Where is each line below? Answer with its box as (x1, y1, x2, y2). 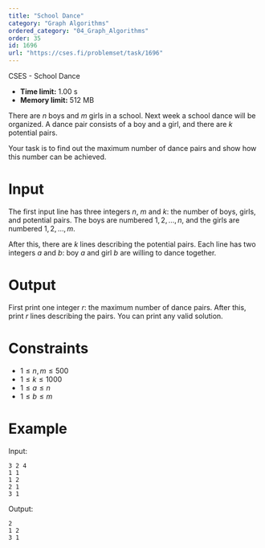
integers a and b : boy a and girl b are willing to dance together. (8, 247, 217, 257)
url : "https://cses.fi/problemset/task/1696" (8, 49, 163, 57)
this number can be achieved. (8, 152, 107, 162)
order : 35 (8, 34, 42, 43)
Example (8, 419, 67, 438)
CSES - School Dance (8, 72, 80, 80)
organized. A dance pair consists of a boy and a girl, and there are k (8, 120, 233, 129)
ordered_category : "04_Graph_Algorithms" (8, 27, 149, 35)
